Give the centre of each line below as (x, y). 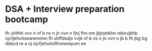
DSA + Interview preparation (65, 9)
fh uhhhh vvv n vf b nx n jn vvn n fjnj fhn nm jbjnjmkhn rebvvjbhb (71, 33)
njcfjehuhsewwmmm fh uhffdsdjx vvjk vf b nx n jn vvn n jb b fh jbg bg (76, 38)
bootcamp (27, 19)
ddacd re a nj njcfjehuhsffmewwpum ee (46, 43)
